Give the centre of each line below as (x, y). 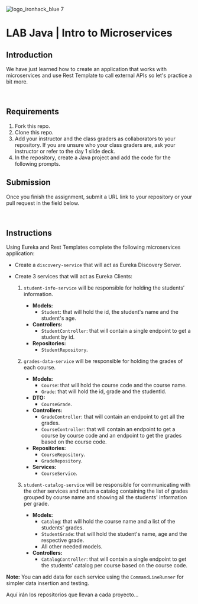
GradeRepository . (62, 461)
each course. (40, 368)
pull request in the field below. (43, 203)
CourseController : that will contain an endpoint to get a (108, 429)
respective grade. (63, 540)
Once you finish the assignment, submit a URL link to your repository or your (99, 197)
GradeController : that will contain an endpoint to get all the (113, 417)
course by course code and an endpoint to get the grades (111, 436)
